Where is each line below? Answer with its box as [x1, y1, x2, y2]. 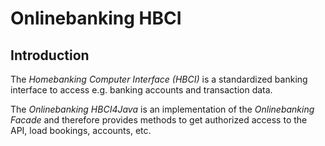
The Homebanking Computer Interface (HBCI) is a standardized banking [10, 73, 308, 85]
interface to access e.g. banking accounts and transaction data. [10, 84, 273, 96]
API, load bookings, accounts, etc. [10, 125, 152, 136]
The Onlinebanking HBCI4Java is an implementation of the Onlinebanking [10, 103, 315, 115]
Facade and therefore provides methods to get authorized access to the [10, 114, 308, 126]
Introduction [10, 47, 90, 64]
